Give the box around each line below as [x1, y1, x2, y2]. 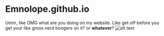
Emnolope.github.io [5, 3, 89, 15]
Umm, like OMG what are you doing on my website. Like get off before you [5, 20, 159, 26]
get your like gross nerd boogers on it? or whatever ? [5, 25, 114, 31]
